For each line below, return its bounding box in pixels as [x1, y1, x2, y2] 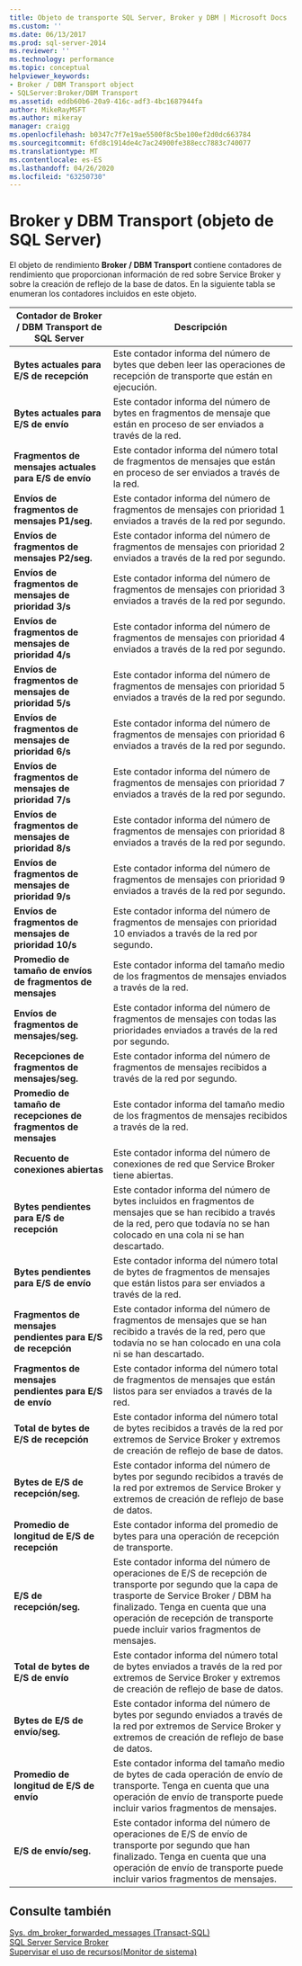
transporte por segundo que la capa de [112, 1578, 279, 1591]
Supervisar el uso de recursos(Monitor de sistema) [9, 1946, 198, 1957]
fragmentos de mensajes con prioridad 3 [112, 584, 286, 596]
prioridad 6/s [13, 746, 72, 758]
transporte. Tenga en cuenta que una [112, 1780, 270, 1792]
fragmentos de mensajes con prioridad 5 [112, 680, 286, 693]
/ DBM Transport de [16, 321, 102, 334]
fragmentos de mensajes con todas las [112, 1013, 277, 1025]
